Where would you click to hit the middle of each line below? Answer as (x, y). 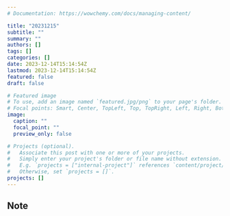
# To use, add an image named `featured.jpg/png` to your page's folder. (115, 102)
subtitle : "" (26, 32)
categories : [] (29, 58)
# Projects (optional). (41, 146)
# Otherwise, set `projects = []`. (61, 172)
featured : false (30, 77)
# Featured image (32, 96)
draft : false (26, 83)
